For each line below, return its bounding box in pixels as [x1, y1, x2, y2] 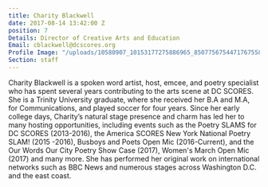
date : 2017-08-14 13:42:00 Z [8, 19, 105, 27]
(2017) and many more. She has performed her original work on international [8, 154, 260, 163]
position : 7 [8, 26, 48, 34]
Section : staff [8, 56, 59, 64]
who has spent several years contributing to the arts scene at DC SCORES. [8, 86, 254, 95]
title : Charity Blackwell [8, 11, 94, 20]
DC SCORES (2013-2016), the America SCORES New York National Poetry [8, 128, 251, 138]
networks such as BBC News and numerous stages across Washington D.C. [8, 162, 257, 172]
